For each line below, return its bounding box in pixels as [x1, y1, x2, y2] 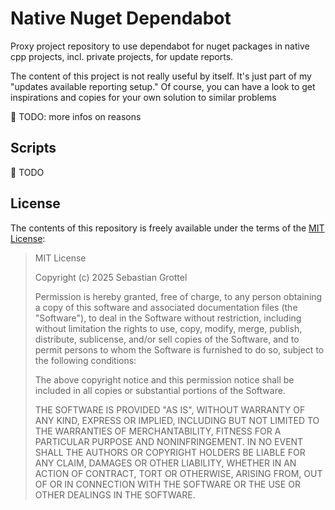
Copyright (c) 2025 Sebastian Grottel [34, 271, 188, 283]
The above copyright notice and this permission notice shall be [34, 373, 295, 386]
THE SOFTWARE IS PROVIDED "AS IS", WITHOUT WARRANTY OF [34, 403, 306, 416]
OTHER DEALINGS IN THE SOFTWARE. [34, 488, 196, 501]
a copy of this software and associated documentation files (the [34, 301, 298, 313]
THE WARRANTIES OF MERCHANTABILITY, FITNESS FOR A [34, 425, 282, 437]
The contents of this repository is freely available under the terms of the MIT [10, 222, 325, 234]
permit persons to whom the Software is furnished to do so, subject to [34, 343, 325, 356]
